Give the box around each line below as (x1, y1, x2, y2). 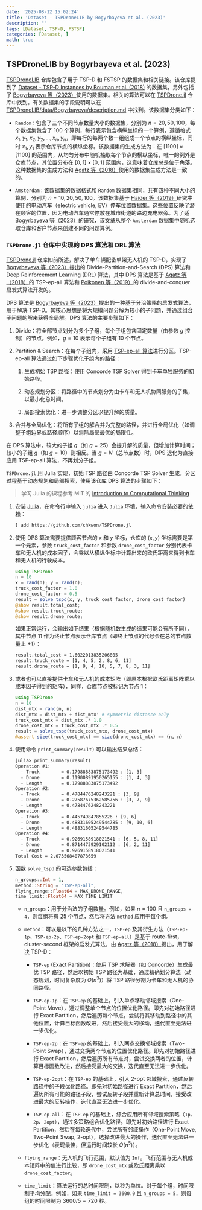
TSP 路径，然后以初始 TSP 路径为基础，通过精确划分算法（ (40, 969, 187, 976)
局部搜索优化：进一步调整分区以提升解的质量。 (24, 408, 140, 415)
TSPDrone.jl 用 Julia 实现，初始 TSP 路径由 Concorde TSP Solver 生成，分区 (6, 469, 196, 477)
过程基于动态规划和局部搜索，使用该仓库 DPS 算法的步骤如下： (6, 477, 163, 484)
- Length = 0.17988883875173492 (21, 780, 118, 786)
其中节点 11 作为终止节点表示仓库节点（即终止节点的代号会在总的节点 (14, 632, 187, 640)
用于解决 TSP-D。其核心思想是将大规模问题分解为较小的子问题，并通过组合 (6, 306, 193, 314)
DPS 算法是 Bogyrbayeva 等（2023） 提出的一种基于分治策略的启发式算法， (6, 299, 194, 306)
